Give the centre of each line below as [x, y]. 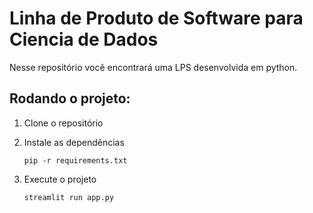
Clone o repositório [63, 123]
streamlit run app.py [68, 197]
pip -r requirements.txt [75, 160]
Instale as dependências [74, 142]
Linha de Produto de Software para [156, 18]
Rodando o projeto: [70, 98]
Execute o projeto [60, 179]
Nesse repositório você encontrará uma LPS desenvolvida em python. [153, 67]
